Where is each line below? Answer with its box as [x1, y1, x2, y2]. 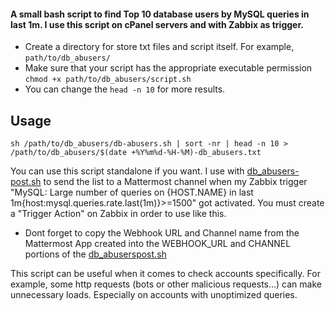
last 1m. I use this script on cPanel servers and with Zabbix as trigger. [10, 18, 304, 30]
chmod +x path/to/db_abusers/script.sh [24, 75, 192, 85]
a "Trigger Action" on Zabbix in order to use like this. [10, 208, 227, 220]
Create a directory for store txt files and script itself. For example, [24, 41, 295, 53]
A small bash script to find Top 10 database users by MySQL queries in [10, 8, 310, 20]
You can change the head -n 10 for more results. [24, 83, 226, 95]
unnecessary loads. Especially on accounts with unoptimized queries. [10, 289, 298, 301]
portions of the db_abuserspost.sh [24, 248, 167, 260]
